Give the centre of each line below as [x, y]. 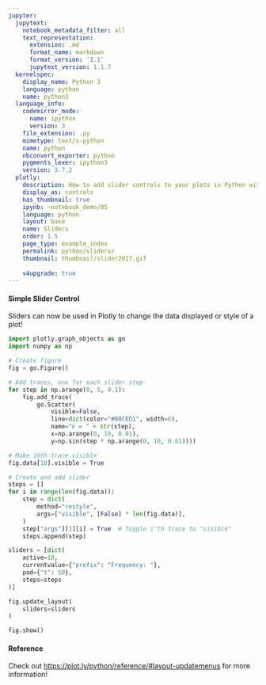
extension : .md [54, 45]
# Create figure [35, 361]
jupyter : [23, 15]
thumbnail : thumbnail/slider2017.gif [85, 258]
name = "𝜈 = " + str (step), [93, 427]
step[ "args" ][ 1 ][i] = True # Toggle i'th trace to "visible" [127, 529]
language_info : [40, 104]
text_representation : [58, 38]
